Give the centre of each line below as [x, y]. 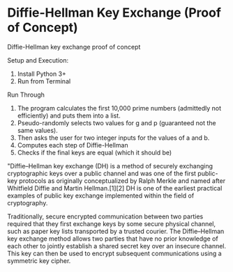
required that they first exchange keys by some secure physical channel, [112, 223]
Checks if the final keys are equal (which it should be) [95, 152]
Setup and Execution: [38, 60]
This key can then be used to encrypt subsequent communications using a [114, 253]
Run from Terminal [44, 81]
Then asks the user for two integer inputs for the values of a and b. [113, 138]
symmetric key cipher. [39, 261]
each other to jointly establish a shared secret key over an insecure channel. [117, 246]
